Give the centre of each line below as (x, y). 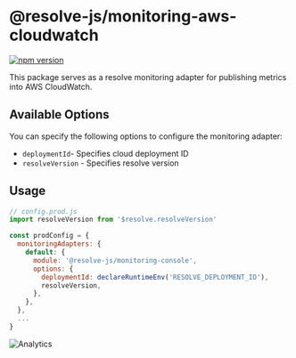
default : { (45, 252)
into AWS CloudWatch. (51, 86)
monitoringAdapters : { (59, 244)
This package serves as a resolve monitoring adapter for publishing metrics (148, 77)
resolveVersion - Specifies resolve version (101, 163)
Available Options (59, 114)
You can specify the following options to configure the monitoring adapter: (146, 136)
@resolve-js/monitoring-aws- (123, 16)
